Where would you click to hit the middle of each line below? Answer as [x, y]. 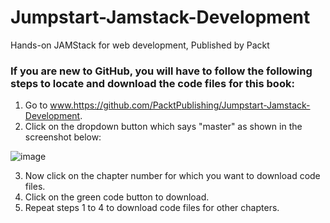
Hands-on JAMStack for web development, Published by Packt [140, 45]
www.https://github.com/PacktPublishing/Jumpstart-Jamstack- [180, 105]
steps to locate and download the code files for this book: [152, 83]
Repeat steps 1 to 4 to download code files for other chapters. [152, 208]
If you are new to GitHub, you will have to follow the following [161, 71]
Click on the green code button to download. [117, 197]
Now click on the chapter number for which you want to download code [172, 176]
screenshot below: [63, 137]
